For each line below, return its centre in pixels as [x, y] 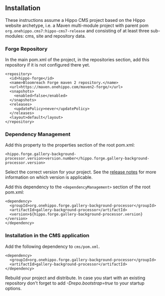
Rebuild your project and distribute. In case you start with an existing [75, 278]
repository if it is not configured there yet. [48, 65]
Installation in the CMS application [47, 235]
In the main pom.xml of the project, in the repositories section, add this [77, 60]
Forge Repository [27, 49]
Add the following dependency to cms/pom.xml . [53, 246]
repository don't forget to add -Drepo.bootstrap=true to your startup [75, 283]
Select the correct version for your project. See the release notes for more [81, 172]
